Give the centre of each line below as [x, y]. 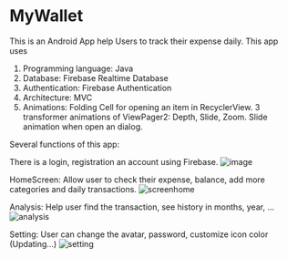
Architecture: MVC [57, 98]
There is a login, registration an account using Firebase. [114, 161]
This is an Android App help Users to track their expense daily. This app [144, 41]
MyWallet [46, 16]
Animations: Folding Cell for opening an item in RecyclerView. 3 [141, 107]
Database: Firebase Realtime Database [95, 77]
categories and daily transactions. [73, 189]
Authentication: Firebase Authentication [97, 88]
